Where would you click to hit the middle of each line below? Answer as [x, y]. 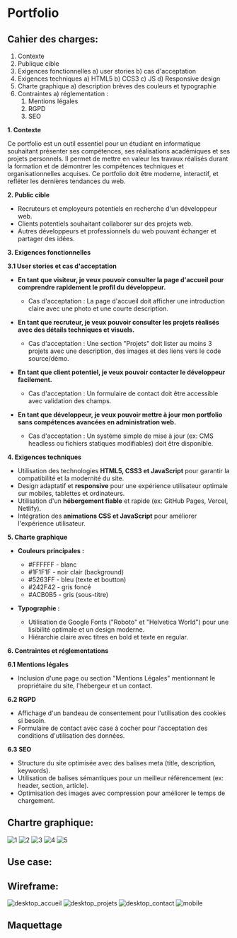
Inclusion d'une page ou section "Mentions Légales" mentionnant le [116, 678]
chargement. [36, 800]
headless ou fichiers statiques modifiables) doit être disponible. [121, 443]
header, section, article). [53, 786]
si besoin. [31, 720]
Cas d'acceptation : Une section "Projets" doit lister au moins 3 [120, 343]
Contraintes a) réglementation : [63, 94]
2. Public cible [29, 195]
